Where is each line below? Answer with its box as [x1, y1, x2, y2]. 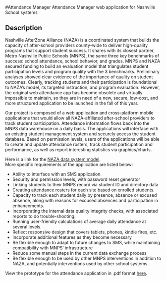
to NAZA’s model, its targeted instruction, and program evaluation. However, [5, 84, 160, 90]
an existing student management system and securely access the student [5, 131, 156, 137]
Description [5, 24, 42, 32]
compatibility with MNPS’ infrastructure [12, 245, 93, 251]
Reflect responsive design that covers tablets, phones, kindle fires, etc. [12, 229, 158, 235]
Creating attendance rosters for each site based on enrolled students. [12, 187, 155, 193]
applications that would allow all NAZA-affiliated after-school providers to [5, 115, 155, 121]
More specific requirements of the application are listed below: [5, 161, 133, 168]
